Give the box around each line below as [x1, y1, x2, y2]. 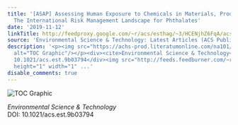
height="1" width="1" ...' [13, 63, 93, 70]
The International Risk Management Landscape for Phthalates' [13, 17, 201, 24]
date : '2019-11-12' [7, 23, 65, 30]
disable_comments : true [7, 69, 78, 76]
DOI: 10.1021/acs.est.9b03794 [7, 110, 94, 119]
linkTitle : [7, 30, 40, 37]
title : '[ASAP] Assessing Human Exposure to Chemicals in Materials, [7, 10, 217, 18]
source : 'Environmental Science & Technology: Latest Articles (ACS [7, 37, 214, 44]
